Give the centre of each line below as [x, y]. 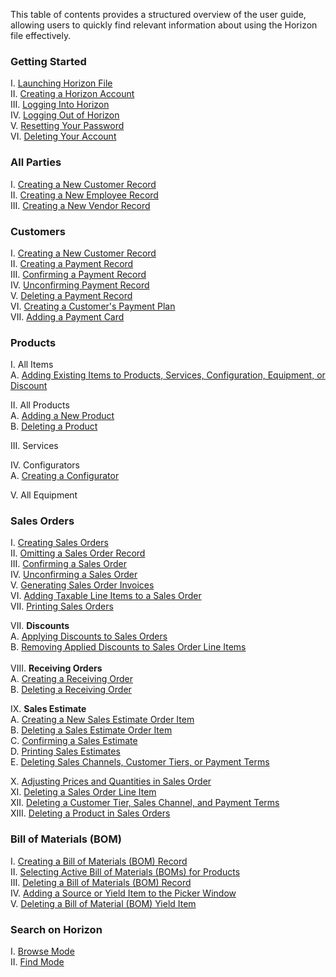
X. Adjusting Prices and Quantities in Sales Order [111, 781]
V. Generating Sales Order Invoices [82, 585]
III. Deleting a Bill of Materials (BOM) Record [101, 882]
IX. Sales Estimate [48, 709]
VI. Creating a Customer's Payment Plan [93, 306]
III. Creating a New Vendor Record [80, 205]
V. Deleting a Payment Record [71, 295]
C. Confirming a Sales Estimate [74, 741]
